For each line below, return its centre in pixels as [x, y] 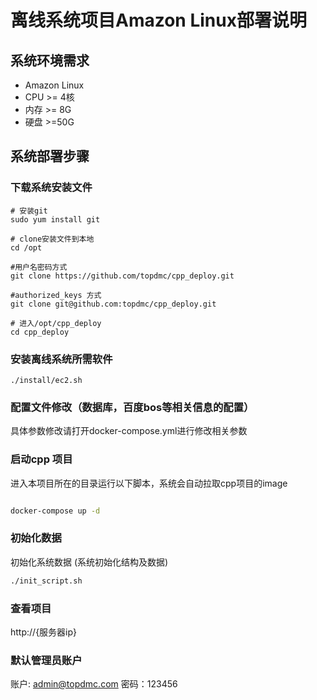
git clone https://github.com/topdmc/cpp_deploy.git [122, 276]
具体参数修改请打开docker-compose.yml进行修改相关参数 [129, 431]
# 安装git [29, 211]
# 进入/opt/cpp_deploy [56, 323]
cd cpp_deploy [40, 332]
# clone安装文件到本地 [52, 239]
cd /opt [26, 247]
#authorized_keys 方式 [56, 295]
